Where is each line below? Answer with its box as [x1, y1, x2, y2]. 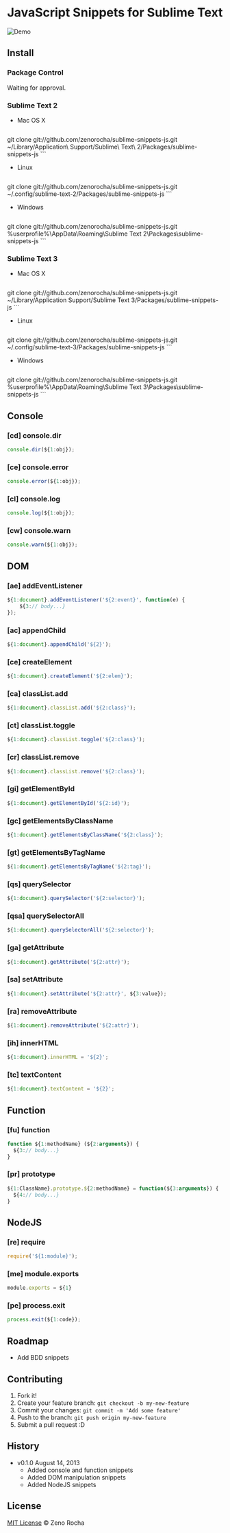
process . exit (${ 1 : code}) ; [7, 1317, 81, 1323]
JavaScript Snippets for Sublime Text [7, 5, 223, 21]
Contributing [7, 1373, 63, 1385]
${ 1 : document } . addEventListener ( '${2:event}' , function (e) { [7, 596, 186, 603]
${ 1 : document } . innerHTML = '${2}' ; [7, 1054, 109, 1061]
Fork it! [16, 1391, 38, 1399]
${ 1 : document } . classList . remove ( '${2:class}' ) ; [7, 768, 146, 775]
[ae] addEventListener [7, 581, 83, 590]
